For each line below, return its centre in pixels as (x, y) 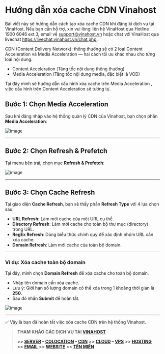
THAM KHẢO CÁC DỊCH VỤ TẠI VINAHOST (61, 332)
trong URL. (23, 229)
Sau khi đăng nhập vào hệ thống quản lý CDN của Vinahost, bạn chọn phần (82, 116)
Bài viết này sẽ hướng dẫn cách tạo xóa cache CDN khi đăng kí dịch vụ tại (80, 24)
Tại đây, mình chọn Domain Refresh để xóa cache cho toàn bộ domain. (77, 273)
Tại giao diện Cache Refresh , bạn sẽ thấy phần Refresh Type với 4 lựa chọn (82, 204)
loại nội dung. (19, 59)
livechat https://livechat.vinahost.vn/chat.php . (52, 39)
